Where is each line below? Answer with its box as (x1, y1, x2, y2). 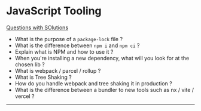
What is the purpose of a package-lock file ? (14, 35, 123, 42)
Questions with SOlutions (6, 24, 69, 31)
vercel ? (14, 92, 35, 100)
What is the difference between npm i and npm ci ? (14, 42, 140, 49)
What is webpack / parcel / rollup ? (14, 67, 101, 74)
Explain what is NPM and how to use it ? (14, 48, 114, 55)
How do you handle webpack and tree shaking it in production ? (14, 79, 172, 87)
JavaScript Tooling (6, 4, 102, 18)
